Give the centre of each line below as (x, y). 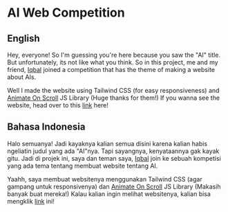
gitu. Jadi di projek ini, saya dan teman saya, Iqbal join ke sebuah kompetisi (114, 158)
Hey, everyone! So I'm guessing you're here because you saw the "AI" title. (114, 55)
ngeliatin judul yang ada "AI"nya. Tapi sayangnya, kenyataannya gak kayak (113, 151)
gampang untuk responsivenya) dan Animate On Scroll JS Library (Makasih (114, 186)
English (23, 38)
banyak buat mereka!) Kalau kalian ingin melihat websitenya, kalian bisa (109, 194)
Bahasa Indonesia (46, 127)
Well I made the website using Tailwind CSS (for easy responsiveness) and (113, 90)
